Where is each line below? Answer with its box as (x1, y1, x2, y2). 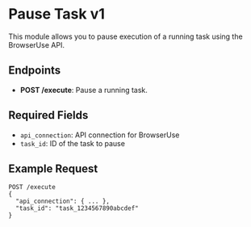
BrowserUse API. (8, 40, 65, 49)
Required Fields (8, 108, 89, 122)
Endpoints (8, 64, 61, 78)
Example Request (8, 162, 98, 175)
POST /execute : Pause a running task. (19, 85, 148, 95)
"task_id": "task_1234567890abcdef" (15, 204, 139, 212)
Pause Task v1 (8, 5, 105, 23)
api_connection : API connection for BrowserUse (19, 130, 180, 140)
